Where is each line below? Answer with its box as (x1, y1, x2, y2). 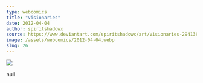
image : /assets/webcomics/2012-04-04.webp (6, 37, 115, 43)
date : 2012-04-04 (6, 20, 50, 26)
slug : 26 (6, 43, 28, 49)
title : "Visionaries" (6, 15, 61, 21)
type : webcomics (6, 8, 47, 15)
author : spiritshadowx (6, 25, 63, 32)
